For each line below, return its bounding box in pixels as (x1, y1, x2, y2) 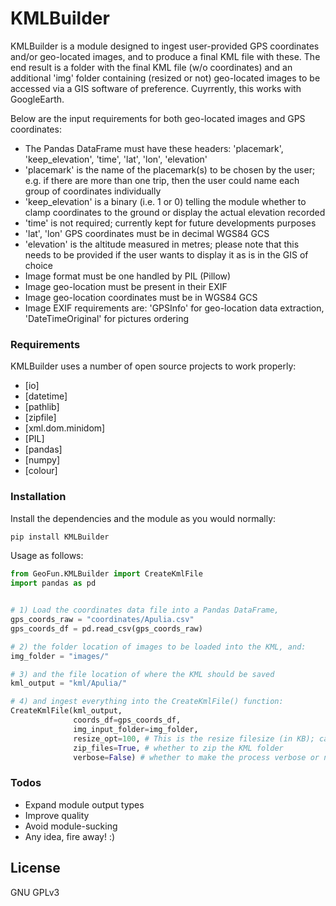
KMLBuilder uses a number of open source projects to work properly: (10, 360, 297, 372)
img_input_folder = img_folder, (73, 724, 199, 734)
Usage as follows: (10, 550, 84, 562)
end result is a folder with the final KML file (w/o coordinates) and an (10, 61, 293, 73)
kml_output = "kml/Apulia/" (10, 678, 128, 689)
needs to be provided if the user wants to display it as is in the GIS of (24, 248, 309, 261)
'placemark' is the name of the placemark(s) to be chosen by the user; (24, 163, 316, 176)
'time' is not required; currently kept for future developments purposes (24, 217, 317, 229)
